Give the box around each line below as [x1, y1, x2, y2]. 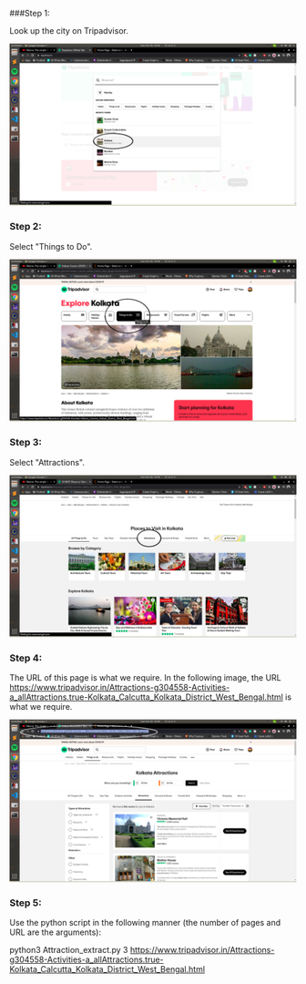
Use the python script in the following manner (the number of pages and [9, 917, 280, 928]
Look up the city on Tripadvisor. [9, 26, 129, 36]
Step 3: [9, 436, 43, 449]
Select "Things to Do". [9, 241, 93, 251]
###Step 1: [9, 8, 50, 18]
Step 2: [9, 220, 43, 233]
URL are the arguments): [9, 927, 102, 938]
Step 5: [9, 897, 43, 909]
